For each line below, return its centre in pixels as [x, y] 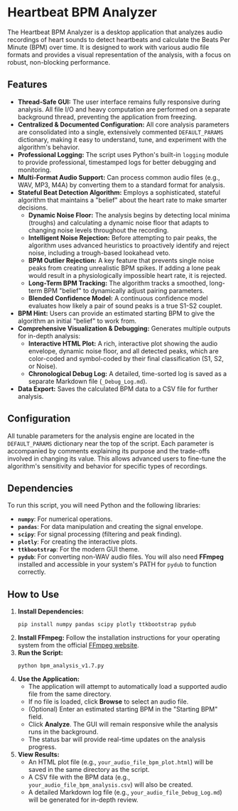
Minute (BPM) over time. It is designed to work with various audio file [108, 47]
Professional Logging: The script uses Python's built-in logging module [123, 154]
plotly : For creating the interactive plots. [77, 542]
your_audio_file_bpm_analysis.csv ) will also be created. [110, 785]
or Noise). [43, 366]
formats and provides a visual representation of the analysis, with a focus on [119, 55]
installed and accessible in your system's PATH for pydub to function [117, 564]
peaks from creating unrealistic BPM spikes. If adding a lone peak [124, 268]
